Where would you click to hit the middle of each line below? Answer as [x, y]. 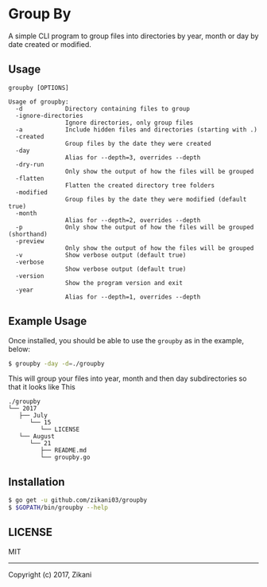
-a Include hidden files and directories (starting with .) [137, 129]
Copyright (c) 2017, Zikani [50, 574]
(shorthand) [28, 234]
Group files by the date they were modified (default [156, 199]
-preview [30, 241]
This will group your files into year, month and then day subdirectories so [128, 378]
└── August [37, 436]
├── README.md [64, 451]
